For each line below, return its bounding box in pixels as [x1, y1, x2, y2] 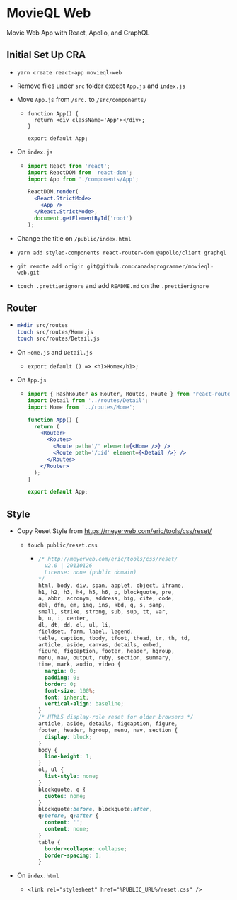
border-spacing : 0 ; [44, 852, 102, 859]
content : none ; [44, 826, 89, 833]
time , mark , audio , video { [37, 661, 121, 668]
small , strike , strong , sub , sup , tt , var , [37, 608, 169, 615]
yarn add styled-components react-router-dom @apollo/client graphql [16, 249, 227, 256]
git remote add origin [16, 263, 84, 270]
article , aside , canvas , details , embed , [37, 641, 162, 649]
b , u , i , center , [37, 615, 90, 622]
